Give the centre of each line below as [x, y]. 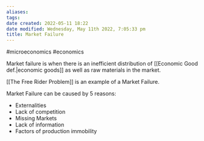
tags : [13, 18]
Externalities [31, 105]
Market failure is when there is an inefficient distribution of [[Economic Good [102, 64]
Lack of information [40, 125]
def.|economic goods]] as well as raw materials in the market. [84, 70]
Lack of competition [40, 112]
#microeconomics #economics [45, 52]
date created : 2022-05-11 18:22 [47, 23]
